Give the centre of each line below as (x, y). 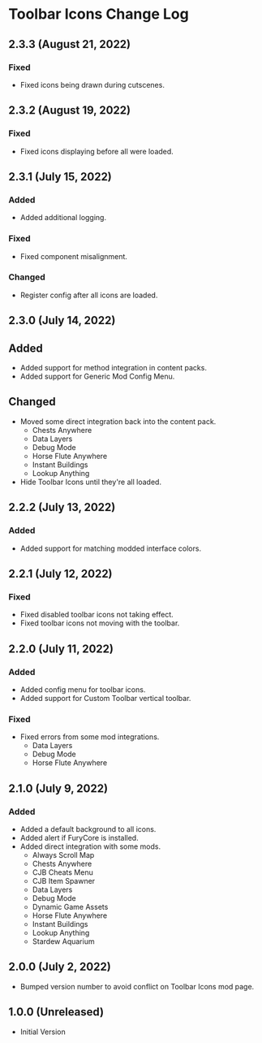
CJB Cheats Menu (62, 872)
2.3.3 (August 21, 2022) (70, 44)
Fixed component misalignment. (74, 256)
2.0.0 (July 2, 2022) (60, 967)
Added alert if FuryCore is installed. (79, 837)
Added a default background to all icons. (88, 829)
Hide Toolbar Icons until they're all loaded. (91, 482)
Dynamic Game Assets (70, 907)
